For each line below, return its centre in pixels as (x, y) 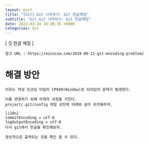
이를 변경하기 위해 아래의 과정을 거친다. (41, 99)
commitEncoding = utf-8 (30, 118)
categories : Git (22, 28)
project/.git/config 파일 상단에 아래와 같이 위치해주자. (59, 105)
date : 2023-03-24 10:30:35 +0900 (40, 24)
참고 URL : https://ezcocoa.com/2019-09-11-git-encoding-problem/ (75, 54)
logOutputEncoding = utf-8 (33, 122)
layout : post (19, 10)
